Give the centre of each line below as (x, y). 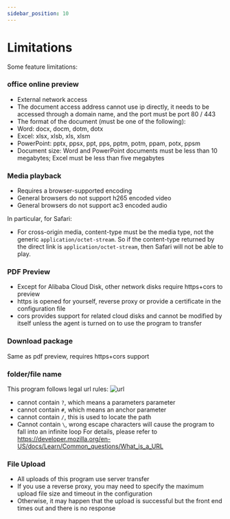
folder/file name (34, 374)
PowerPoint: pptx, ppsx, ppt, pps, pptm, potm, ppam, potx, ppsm (108, 143)
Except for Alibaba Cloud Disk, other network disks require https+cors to (120, 287)
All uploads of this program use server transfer (83, 479)
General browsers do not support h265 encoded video (94, 198)
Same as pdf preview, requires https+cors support (78, 356)
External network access (52, 99)
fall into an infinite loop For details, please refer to (87, 432)
